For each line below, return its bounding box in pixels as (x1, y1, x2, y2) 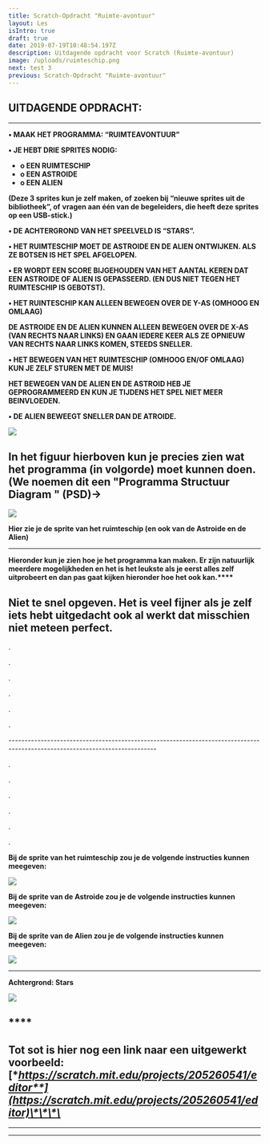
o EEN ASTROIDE (19, 169, 78, 179)
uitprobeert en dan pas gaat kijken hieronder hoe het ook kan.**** (8, 573, 234, 582)
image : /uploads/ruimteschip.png (8, 57, 120, 65)
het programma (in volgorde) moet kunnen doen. (8, 462, 256, 476)
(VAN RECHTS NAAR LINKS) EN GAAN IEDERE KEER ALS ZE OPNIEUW (8, 331, 246, 341)
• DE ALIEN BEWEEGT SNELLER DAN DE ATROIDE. (8, 412, 177, 421)
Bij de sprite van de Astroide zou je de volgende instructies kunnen (8, 892, 235, 902)
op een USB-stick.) (8, 210, 73, 221)
